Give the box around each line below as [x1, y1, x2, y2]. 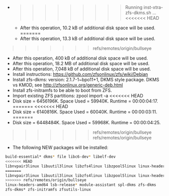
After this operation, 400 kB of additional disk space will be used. [12, 55, 148, 61]
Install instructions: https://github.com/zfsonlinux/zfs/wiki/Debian [12, 71, 148, 77]
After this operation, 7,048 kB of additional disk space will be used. [12, 66, 151, 72]
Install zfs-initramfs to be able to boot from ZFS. [12, 87, 112, 93]
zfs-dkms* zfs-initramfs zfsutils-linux [5, 187, 92, 192]
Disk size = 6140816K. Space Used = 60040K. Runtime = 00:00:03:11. [12, 109, 157, 115]
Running [125, 5, 143, 10]
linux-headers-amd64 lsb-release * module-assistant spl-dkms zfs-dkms [5, 182, 156, 187]
